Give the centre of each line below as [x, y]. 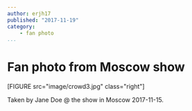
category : [21, 26]
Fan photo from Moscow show [96, 67]
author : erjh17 [29, 14]
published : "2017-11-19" [43, 20]
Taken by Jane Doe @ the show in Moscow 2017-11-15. [86, 100]
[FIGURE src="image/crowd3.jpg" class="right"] [76, 87]
